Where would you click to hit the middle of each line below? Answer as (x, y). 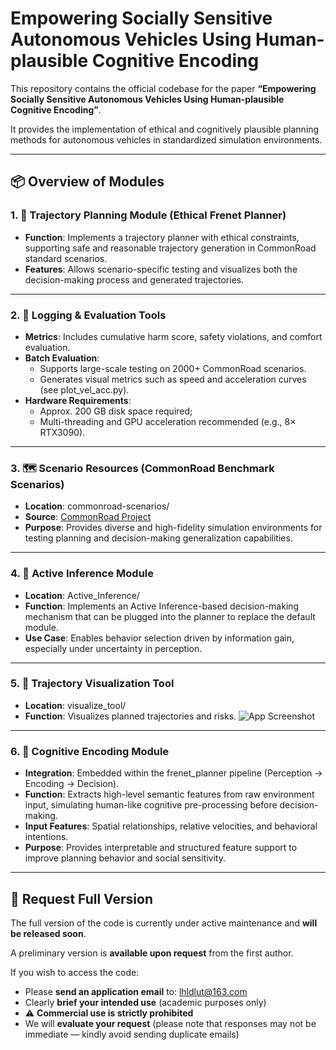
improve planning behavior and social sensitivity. (125, 858)
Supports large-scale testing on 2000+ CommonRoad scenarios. (173, 368)
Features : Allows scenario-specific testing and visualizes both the (161, 269)
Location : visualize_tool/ (75, 705)
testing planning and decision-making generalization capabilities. (158, 538)
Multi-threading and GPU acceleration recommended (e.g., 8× (168, 421)
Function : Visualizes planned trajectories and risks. (130, 716)
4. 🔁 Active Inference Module (82, 574)
